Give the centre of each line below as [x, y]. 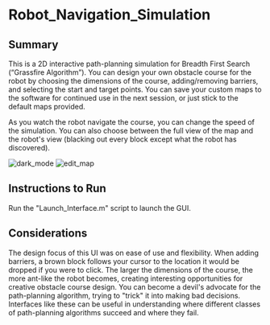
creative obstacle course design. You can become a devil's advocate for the [135, 286]
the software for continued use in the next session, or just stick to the [124, 98]
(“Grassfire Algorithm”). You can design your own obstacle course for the [130, 72]
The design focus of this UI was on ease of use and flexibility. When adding [134, 253]
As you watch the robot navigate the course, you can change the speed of [132, 122]
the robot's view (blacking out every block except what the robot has [123, 139]
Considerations [48, 234]
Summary [33, 45]
